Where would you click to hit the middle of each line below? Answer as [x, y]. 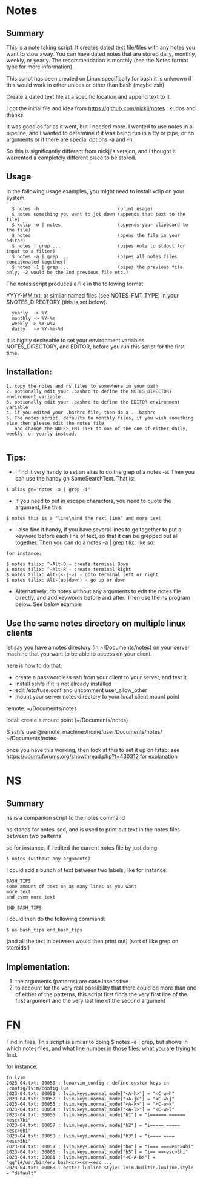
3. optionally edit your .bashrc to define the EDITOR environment [93, 402]
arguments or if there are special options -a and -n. [70, 139]
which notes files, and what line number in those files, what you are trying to [101, 1048]
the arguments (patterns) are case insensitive [72, 982]
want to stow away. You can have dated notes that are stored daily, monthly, [101, 54]
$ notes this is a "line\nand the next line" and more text [84, 519]
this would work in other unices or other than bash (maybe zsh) [85, 85]
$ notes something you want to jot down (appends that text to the [99, 214]
